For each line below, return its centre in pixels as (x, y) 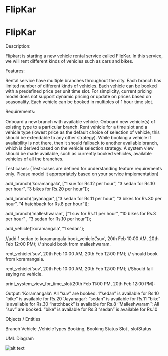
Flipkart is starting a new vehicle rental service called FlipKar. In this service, (84, 56)
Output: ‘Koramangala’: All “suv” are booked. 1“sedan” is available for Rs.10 (82, 293)
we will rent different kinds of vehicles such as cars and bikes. (69, 61)
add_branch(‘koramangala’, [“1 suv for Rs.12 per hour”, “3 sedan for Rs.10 (80, 184)
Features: (15, 71)
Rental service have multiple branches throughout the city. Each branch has (83, 81)
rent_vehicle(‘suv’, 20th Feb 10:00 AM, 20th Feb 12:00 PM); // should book (81, 254)
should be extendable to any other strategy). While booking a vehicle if (78, 138)
